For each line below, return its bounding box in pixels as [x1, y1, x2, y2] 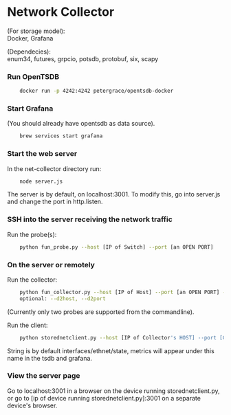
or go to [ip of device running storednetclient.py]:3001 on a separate [7, 394, 201, 402]
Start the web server [7, 149, 78, 159]
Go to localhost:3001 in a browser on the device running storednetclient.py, [7, 386, 220, 395]
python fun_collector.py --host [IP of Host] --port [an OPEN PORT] [19, 289, 220, 295]
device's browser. [7, 401, 58, 410]
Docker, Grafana [7, 34, 54, 42]
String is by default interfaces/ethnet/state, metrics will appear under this [7, 346, 214, 355]
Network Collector [7, 4, 115, 20]
